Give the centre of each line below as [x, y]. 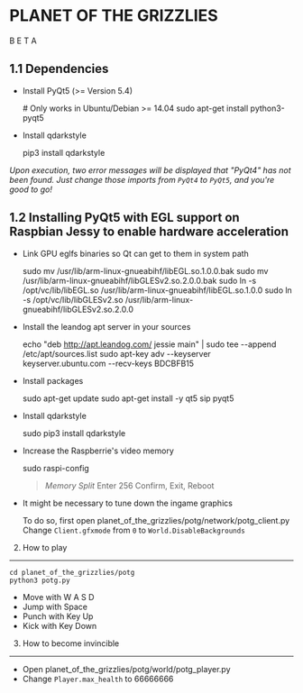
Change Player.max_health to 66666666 [98, 679]
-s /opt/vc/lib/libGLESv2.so [73, 299]
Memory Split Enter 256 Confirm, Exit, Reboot [129, 485]
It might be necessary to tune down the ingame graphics [127, 503]
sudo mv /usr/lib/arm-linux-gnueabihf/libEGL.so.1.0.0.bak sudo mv [145, 270]
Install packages [53, 380]
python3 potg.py [40, 580]
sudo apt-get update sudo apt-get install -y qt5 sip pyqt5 [128, 398]
